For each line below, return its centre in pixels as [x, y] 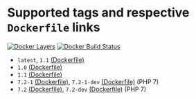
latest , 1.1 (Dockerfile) [51, 59]
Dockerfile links [54, 27]
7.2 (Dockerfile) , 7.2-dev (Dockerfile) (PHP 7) [82, 89]
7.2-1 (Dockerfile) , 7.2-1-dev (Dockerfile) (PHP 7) [88, 81]
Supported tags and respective [98, 13]
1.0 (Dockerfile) [39, 67]
